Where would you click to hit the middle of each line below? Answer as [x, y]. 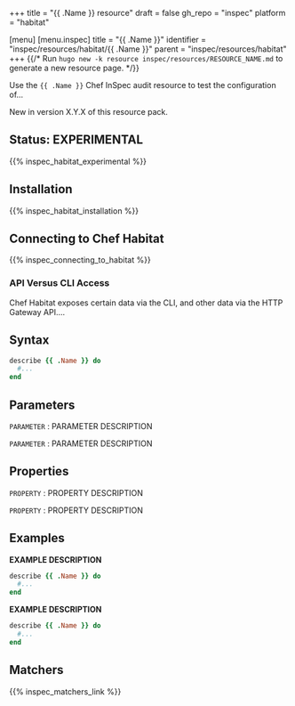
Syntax [29, 341]
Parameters [42, 405]
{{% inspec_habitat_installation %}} [74, 211]
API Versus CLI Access [60, 283]
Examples [37, 538]
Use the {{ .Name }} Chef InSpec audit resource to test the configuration [143, 85]
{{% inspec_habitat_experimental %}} [78, 161]
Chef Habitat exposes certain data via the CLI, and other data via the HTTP [146, 303]
